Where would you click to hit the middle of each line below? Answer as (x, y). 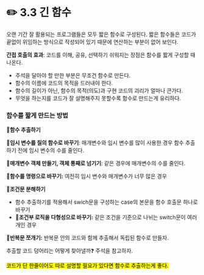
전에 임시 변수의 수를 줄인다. (51, 150)
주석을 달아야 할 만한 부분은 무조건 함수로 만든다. (73, 75)
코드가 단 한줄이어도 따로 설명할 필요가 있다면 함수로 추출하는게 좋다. (87, 266)
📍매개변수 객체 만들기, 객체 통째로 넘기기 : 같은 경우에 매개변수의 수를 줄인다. (96, 163)
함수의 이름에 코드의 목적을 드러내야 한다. (64, 83)
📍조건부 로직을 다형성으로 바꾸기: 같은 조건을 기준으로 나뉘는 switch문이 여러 (106, 217)
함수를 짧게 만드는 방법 (37, 115)
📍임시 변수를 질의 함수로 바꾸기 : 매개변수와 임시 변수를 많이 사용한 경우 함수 (95, 143)
